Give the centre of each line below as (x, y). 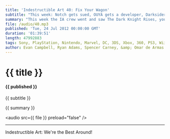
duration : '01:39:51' (28, 33)
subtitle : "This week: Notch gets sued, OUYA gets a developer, (74, 15)
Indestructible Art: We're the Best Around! (49, 132)
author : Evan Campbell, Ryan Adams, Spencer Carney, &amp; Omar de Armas (85, 48)
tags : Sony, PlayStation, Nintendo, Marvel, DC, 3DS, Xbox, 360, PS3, (81, 43)
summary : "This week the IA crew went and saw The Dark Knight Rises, (81, 19)
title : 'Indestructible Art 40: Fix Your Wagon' (57, 10)
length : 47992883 (24, 38)
